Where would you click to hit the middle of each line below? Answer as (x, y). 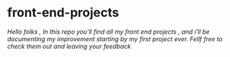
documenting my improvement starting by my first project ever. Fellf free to (115, 38)
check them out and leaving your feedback (69, 46)
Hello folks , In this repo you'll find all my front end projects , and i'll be (109, 32)
